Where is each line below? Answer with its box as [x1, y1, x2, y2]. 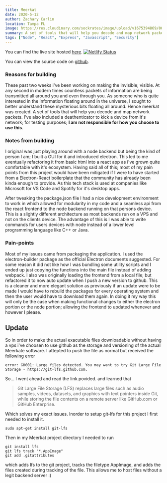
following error [5, 353, 36, 359]
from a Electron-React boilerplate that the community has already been [5, 175, 151, 181]
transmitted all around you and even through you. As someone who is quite [5, 93, 159, 99]
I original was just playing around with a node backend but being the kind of [5, 148, 161, 155]
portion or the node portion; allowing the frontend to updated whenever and [5, 304, 161, 310]
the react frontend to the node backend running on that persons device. [5, 206, 153, 212]
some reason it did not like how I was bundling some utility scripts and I [5, 261, 152, 267]
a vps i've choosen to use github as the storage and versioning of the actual [5, 342, 161, 348]
